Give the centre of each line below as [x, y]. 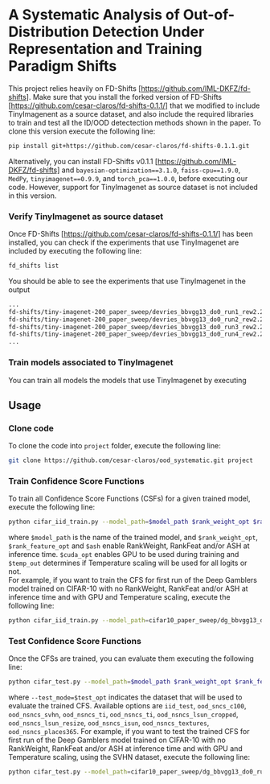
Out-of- [209, 15]
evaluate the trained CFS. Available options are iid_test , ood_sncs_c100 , [127, 706]
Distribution [49, 32]
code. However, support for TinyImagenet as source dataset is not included [133, 187]
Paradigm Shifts [63, 66]
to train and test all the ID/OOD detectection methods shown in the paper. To [135, 122]
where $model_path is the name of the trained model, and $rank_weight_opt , [133, 538]
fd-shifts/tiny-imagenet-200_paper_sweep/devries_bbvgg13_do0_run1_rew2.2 [136, 312]
